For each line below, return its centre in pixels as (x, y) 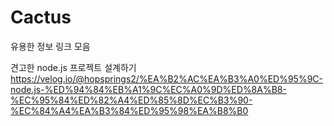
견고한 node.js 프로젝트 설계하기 (73, 67)
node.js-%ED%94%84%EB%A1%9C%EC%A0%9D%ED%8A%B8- (148, 89)
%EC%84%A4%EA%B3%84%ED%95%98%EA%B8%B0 (129, 110)
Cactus (41, 17)
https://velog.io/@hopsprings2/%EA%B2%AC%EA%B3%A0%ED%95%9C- (167, 78)
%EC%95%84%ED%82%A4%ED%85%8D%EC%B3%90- (131, 100)
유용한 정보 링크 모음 (50, 46)
